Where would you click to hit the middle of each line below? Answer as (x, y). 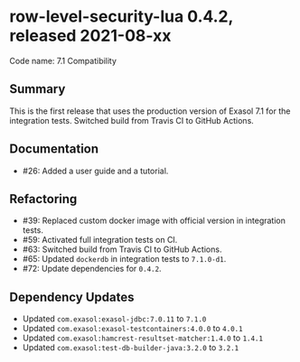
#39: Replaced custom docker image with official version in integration (154, 221)
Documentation (54, 149)
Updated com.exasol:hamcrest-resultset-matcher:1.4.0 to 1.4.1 (143, 338)
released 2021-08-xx (90, 36)
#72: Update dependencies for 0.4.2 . (92, 269)
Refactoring (43, 199)
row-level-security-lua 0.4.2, (121, 17)
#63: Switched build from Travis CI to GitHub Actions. (122, 249)
